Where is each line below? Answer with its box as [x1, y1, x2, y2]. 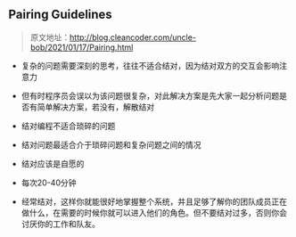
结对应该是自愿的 [21, 158, 85, 168]
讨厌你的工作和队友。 [21, 218, 100, 229]
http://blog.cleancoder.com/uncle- [69, 31, 197, 43]
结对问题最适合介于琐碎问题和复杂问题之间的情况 [21, 139, 201, 150]
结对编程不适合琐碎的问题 [21, 120, 116, 131]
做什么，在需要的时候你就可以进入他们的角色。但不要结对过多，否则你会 [21, 207, 287, 217]
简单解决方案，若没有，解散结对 [37, 102, 155, 112]
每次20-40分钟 [21, 177, 77, 188]
